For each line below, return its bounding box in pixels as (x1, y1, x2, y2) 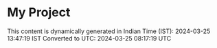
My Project (7, 5, 71, 20)
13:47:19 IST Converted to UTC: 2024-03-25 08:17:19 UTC (7, 34, 172, 42)
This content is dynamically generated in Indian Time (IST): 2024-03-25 (7, 27, 211, 35)
